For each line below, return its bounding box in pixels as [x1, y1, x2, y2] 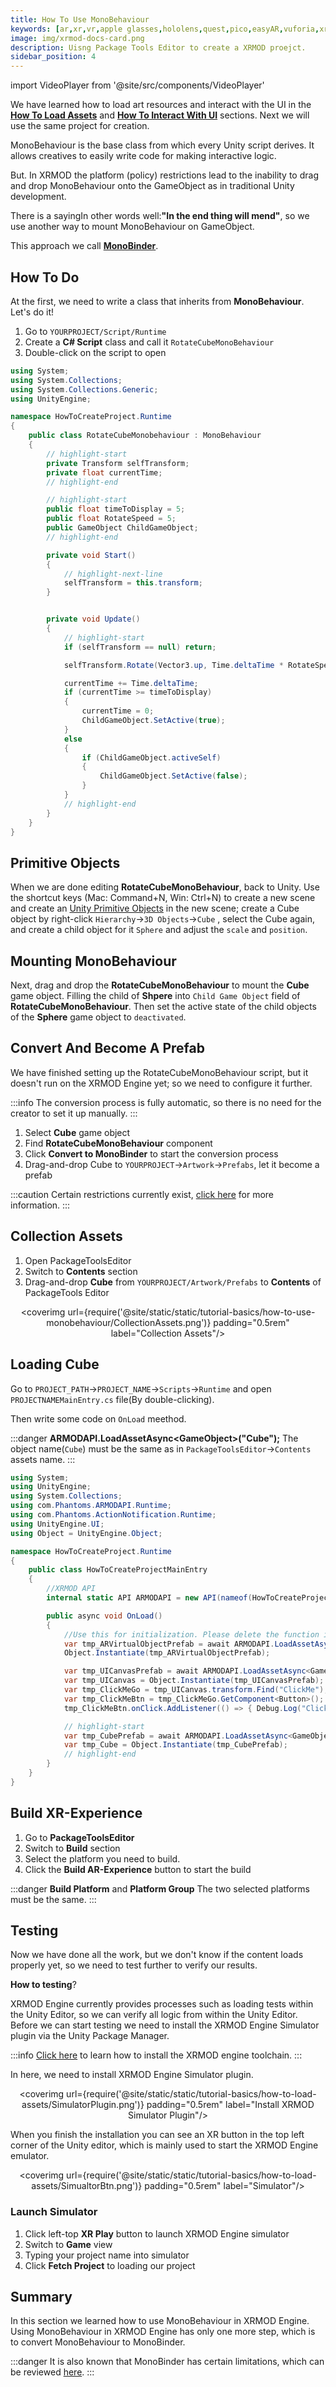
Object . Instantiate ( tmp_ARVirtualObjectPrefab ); [63, 1648, 271, 1658]
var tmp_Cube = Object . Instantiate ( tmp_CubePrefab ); [63, 1740, 288, 1750]
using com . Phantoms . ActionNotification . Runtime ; [10, 1510, 217, 1520]
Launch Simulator [10, 2205, 98, 2219]
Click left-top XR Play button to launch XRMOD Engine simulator [24, 2227, 290, 2240]
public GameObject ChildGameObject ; [46, 523, 199, 533]
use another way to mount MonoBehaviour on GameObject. [10, 221, 255, 233]
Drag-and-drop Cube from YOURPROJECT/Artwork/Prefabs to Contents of [24, 1276, 322, 1288]
